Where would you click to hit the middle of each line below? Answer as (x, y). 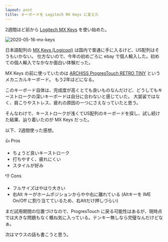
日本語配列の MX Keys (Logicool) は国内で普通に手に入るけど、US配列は (80, 50)
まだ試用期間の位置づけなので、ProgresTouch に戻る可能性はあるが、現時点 (84, 211)
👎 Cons (13, 176)
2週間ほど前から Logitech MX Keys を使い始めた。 (57, 29)
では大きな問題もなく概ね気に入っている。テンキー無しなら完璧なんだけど (82, 217)
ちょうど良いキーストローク (41, 153)
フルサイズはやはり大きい (39, 188)
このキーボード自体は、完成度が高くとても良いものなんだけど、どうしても (82, 90)
